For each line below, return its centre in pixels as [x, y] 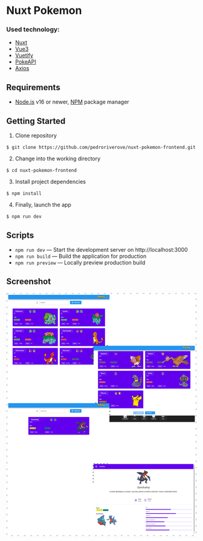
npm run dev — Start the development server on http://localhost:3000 [101, 249]
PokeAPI [25, 62]
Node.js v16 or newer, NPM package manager [72, 102]
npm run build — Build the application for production [81, 256]
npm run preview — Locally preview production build [80, 262]
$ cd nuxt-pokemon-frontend [42, 171]
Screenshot [29, 282]
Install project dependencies [50, 182]
